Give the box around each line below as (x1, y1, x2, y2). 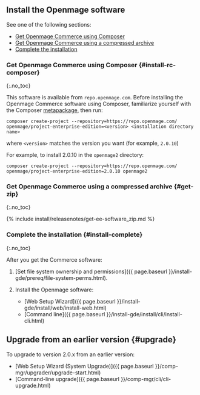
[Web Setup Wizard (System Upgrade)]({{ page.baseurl (15, 362, 154, 370)
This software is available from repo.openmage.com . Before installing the (6, 94, 184, 101)
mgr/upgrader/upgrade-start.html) (15, 369, 101, 376)
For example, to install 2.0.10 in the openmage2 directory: (6, 151, 144, 159)
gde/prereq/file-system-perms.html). (15, 274, 108, 281)
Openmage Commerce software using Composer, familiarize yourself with (6, 100, 192, 108)
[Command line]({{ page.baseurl (24, 310, 105, 317)
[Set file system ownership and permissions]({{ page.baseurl (15, 268, 168, 275)
